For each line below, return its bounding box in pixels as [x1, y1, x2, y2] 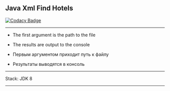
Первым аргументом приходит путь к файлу [12, 51, 109, 57]
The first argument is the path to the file [12, 32, 96, 38]
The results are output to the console [12, 41, 90, 47]
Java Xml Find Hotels [5, 4, 73, 13]
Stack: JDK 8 [5, 75, 33, 81]
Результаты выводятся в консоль [12, 61, 85, 67]
